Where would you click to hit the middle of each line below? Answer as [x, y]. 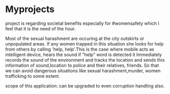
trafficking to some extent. [33, 76]
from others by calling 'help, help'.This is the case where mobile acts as [80, 49]
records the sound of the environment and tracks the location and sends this [85, 60]
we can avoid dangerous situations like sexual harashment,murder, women [83, 70]
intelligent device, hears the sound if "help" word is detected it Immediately [83, 55]
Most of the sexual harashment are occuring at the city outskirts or [75, 38]
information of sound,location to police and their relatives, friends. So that [82, 65]
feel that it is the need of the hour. [40, 28]
